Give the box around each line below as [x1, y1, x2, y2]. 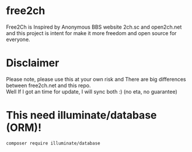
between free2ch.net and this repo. [6, 82, 92, 89]
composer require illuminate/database [6, 140, 100, 146]
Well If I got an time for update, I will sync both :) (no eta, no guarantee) [6, 88, 178, 95]
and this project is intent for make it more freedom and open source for [6, 29, 177, 36]
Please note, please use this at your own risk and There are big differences [6, 75, 186, 82]
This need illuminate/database [6, 109, 157, 122]
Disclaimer [6, 57, 60, 70]
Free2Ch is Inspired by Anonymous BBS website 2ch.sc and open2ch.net [6, 23, 182, 30]
